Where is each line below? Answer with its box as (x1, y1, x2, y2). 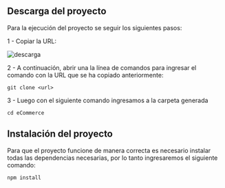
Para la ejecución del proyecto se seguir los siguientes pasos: (7, 23, 182, 32)
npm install (7, 174, 41, 181)
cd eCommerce (7, 109, 45, 116)
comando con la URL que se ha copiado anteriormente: (7, 71, 164, 79)
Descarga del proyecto (7, 5, 107, 17)
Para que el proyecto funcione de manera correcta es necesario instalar (7, 146, 211, 154)
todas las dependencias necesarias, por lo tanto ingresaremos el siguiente (7, 154, 218, 162)
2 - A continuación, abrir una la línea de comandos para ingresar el (7, 63, 197, 71)
